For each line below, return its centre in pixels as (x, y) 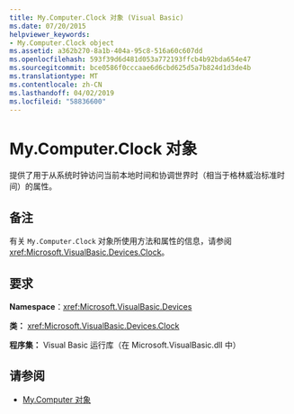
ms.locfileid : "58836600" (58, 101)
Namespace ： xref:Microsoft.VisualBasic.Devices (101, 306)
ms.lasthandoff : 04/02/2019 (62, 93)
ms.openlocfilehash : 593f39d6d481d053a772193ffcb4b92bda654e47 (130, 59)
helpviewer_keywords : (50, 34)
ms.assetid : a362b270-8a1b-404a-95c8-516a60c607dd (106, 51)
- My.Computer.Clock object (62, 43)
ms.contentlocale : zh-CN (56, 85)
